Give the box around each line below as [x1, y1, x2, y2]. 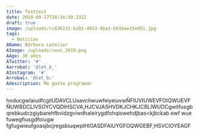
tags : [6, 31, 20, 37]
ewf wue [170, 109, 192, 117]
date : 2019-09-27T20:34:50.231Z [6, 14, 87, 20]
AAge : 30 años [6, 53, 42, 59]
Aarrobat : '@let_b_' [6, 64, 58, 70]
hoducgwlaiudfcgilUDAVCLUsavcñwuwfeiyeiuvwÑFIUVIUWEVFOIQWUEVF [6, 97, 191, 104]
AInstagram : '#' [6, 70, 47, 76]
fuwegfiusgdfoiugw [6, 116, 54, 123]
